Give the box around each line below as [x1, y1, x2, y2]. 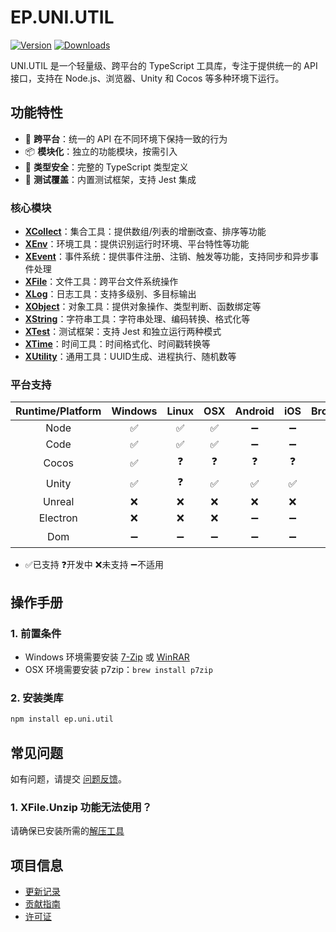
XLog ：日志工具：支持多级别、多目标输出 [24, 288, 197, 300]
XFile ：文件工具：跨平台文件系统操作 [24, 276, 179, 288]
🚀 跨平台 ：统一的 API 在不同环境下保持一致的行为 [24, 132, 228, 145]
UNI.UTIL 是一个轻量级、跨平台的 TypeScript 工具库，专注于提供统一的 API [10, 59, 318, 71]
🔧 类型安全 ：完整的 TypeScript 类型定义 [24, 161, 189, 173]
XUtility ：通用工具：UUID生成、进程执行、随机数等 [24, 351, 237, 363]
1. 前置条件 [10, 626, 62, 640]
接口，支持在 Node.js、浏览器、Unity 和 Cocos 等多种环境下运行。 [10, 72, 285, 84]
